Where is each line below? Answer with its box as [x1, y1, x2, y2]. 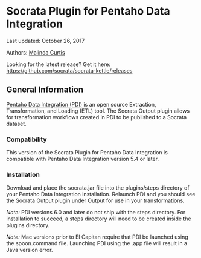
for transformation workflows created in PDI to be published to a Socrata [6, 113, 187, 121]
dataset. [6, 120, 27, 127]
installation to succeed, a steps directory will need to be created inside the [6, 215, 191, 222]
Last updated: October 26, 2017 [6, 37, 85, 44]
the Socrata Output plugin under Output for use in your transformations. [6, 197, 185, 204]
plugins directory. [6, 222, 50, 229]
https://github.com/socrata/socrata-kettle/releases [6, 67, 133, 74]
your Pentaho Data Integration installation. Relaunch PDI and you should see [6, 191, 196, 198]
